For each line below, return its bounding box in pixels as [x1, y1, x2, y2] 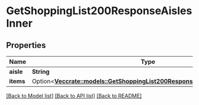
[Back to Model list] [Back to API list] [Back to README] [6, 93, 142, 99]
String [31, 68, 50, 76]
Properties [6, 40, 46, 50]
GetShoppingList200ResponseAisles [6, 4, 192, 18]
